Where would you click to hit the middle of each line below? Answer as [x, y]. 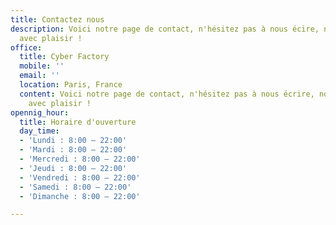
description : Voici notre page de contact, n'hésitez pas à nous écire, [165, 29]
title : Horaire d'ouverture [78, 122]
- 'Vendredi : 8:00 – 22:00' [80, 177]
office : [26, 47]
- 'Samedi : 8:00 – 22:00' [75, 187]
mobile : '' [42, 66]
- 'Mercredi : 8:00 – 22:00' [80, 159]
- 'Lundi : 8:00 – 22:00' [73, 141]
